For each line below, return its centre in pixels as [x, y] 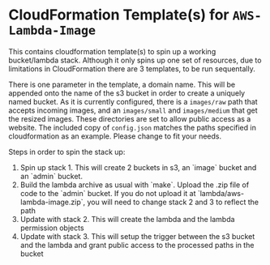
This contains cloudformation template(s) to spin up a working [112, 51]
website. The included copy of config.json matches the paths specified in [133, 127]
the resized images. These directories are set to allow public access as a [130, 118]
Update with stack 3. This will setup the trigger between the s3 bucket [137, 236]
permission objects [52, 228]
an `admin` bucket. [51, 176]
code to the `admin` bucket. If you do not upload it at [108, 193]
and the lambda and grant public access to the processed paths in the [137, 245]
